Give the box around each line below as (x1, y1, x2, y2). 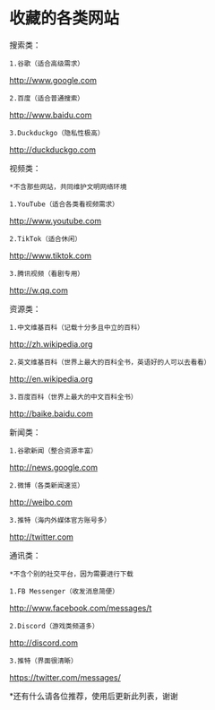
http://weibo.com (9, 497, 73, 507)
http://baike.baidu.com (9, 408, 94, 419)
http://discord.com (9, 637, 79, 648)
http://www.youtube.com (9, 215, 102, 226)
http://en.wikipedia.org (9, 373, 94, 384)
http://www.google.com (9, 74, 97, 85)
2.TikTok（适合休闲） (9, 234, 82, 243)
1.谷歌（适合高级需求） (9, 59, 85, 68)
